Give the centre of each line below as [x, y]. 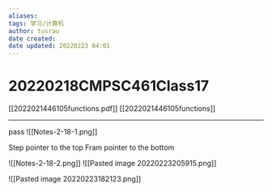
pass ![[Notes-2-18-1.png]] [53, 132]
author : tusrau [34, 31]
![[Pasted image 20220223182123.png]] [75, 179]
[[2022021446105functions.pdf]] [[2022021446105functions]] [112, 109]
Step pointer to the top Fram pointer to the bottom [91, 147]
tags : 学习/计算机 [36, 23]
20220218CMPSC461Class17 [109, 86]
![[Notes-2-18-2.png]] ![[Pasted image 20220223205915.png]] [113, 164]
